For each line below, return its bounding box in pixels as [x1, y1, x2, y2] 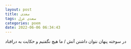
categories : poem [5, 20, 41, 26]
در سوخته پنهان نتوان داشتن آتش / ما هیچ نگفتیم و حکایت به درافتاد [5, 38, 127, 44]
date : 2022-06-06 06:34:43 [5, 25, 61, 30]
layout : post [5, 7, 32, 12]
